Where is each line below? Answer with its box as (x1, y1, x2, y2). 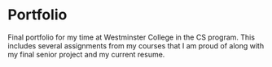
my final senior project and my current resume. (7, 49, 165, 59)
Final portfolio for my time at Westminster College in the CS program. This (7, 32, 256, 42)
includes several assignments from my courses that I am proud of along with (7, 40, 265, 50)
